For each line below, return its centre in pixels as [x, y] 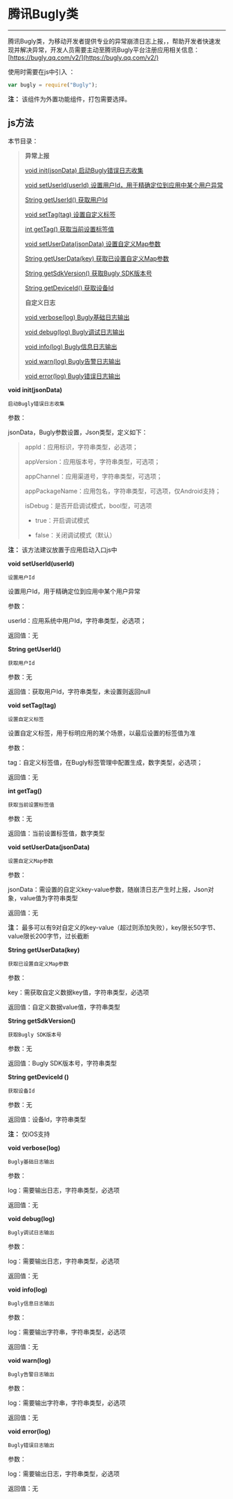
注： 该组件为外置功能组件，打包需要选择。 [69, 99]
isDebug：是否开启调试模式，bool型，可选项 [88, 505]
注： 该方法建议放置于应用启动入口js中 [63, 550]
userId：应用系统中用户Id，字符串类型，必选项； [77, 620]
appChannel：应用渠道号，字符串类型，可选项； [94, 476]
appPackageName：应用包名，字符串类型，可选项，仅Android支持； [123, 491]
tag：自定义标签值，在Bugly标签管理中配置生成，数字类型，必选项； [105, 762]
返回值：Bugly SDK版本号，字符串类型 [62, 1063]
